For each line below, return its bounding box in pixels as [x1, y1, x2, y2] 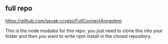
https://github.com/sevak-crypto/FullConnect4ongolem [5, 17, 122, 24]
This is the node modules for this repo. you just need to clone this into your [5, 28, 163, 34]
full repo [5, 4, 33, 13]
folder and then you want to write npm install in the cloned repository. [5, 33, 152, 39]
